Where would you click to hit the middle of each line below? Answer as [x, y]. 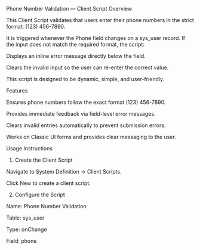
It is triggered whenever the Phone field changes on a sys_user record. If [96, 38]
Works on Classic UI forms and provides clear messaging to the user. [91, 137]
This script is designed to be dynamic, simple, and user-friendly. [85, 79]
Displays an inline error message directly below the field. [76, 56]
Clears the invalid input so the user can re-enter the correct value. [87, 67]
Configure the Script [40, 195]
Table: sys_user [25, 218]
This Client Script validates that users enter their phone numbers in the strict [100, 20]
